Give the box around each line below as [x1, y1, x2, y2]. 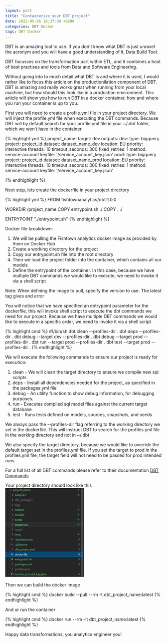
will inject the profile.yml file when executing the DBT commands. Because [5, 115, 159, 121]
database [12, 406, 32, 413]
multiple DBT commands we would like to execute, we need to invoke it [12, 273, 159, 279]
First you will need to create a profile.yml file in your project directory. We [5, 110, 156, 116]
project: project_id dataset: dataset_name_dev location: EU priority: [5, 141, 143, 147]
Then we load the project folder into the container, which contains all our [12, 257, 162, 263]
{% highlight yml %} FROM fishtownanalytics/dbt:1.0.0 [5, 197, 117, 203]
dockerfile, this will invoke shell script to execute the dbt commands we [5, 308, 152, 314]
